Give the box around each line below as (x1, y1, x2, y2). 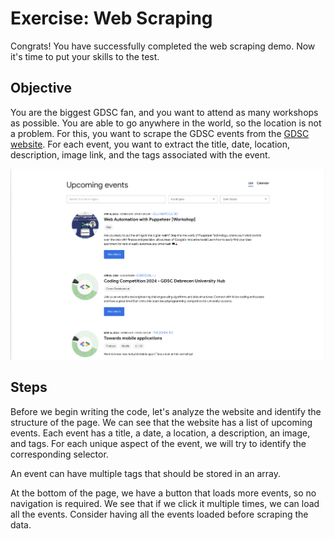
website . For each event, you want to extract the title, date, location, (10, 138, 291, 150)
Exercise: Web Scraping (10, 7, 213, 30)
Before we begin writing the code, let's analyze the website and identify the (10, 405, 322, 417)
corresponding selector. (10, 448, 109, 460)
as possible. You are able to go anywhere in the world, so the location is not (10, 117, 322, 129)
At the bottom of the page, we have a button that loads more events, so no (10, 487, 317, 499)
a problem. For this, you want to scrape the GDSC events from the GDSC (10, 127, 310, 139)
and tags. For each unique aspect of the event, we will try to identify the (10, 437, 307, 449)
